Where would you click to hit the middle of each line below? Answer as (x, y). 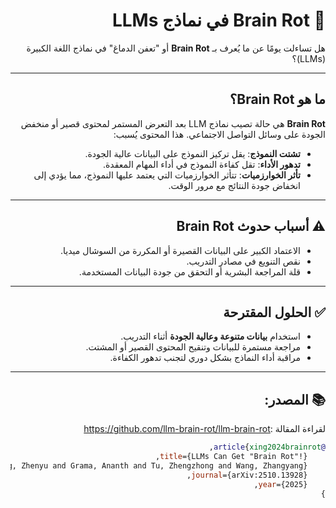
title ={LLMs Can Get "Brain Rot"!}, (231, 457)
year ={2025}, (280, 484)
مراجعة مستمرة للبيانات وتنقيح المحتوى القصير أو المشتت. (193, 347)
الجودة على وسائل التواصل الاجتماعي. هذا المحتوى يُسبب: (219, 134)
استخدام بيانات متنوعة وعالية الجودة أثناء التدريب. (210, 336)
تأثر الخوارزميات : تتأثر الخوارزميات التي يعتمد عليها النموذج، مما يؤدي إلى (167, 175)
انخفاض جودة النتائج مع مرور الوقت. (234, 185)
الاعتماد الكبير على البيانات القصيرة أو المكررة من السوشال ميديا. (180, 250)
